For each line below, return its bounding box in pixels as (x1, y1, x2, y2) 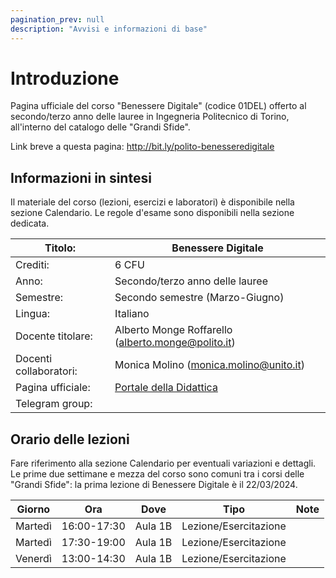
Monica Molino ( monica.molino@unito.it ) (114, 358, 305, 372)
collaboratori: (15, 364, 78, 378)
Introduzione (10, 67, 120, 90)
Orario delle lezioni (10, 431, 130, 448)
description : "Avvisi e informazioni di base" (10, 24, 208, 34)
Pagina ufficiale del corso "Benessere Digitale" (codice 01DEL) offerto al (10, 100, 307, 112)
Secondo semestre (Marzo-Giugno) (114, 291, 285, 305)
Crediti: (15, 258, 50, 272)
